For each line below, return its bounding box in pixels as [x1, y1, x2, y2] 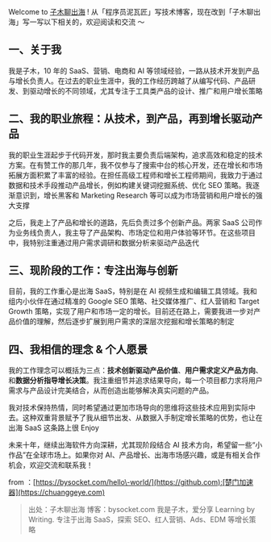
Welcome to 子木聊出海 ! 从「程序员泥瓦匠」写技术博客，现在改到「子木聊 [8, 7, 254, 16]
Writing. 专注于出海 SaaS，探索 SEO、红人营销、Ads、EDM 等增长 [27, 515, 250, 524]
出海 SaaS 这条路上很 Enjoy [8, 423, 99, 433]
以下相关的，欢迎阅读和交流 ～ [43, 17, 145, 27]
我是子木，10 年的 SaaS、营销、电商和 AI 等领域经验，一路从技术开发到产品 [8, 65, 260, 75]
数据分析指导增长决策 [15, 376, 86, 386]
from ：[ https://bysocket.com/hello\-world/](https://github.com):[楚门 [8, 477, 240, 487]
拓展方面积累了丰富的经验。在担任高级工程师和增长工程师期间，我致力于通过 [8, 170, 263, 180]
